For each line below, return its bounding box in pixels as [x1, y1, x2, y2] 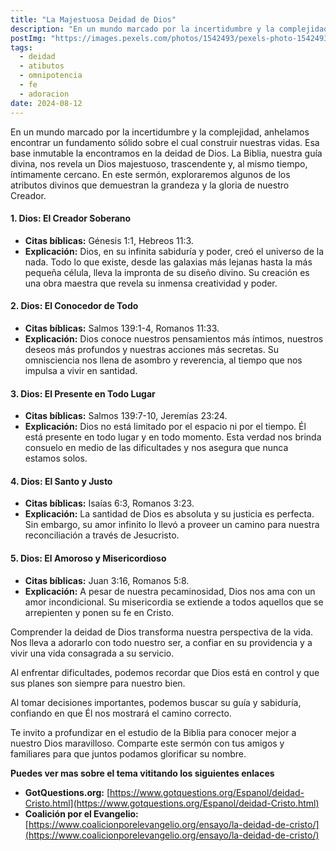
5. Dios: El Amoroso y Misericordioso [10, 552, 167, 564]
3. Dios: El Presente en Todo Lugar [10, 387, 156, 400]
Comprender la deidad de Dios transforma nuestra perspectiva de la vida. [10, 626, 314, 638]
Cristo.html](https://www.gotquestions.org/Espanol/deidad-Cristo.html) [24, 797, 320, 809]
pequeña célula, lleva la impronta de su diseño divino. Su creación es [24, 266, 310, 278]
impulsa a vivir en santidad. [24, 364, 138, 376]
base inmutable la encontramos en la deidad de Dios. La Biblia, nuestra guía [10, 147, 323, 159]
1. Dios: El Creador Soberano [10, 212, 132, 225]
